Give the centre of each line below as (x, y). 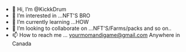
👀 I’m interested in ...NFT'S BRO (51, 16)
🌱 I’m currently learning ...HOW (50, 22)
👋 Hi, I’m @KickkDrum (39, 9)
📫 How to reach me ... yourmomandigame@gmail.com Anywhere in (96, 35)
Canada (22, 44)
